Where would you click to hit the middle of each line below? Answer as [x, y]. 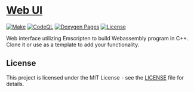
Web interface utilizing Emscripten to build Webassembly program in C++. [97, 38]
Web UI [24, 10]
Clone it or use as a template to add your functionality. [73, 45]
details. [15, 84]
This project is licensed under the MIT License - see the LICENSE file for [95, 77]
